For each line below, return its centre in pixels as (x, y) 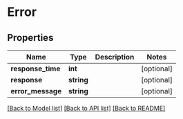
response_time (36, 68)
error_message (36, 91)
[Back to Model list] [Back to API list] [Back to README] (86, 108)
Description (115, 57)
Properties (30, 38)
